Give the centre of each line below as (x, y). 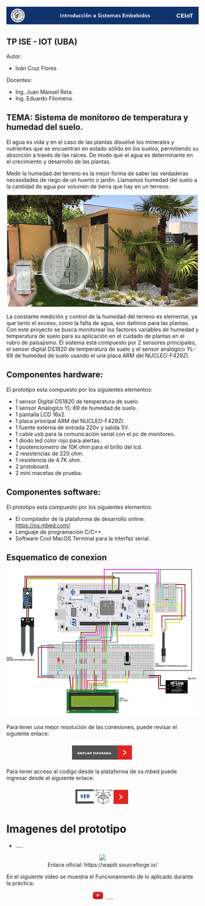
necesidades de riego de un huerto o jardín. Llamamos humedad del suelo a (102, 180)
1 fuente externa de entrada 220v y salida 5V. (72, 427)
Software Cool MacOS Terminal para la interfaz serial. (83, 538)
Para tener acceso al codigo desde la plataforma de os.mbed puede (92, 771)
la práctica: (20, 883)
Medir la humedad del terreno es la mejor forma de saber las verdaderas (97, 173)
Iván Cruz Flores (36, 69)
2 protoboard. (32, 466)
